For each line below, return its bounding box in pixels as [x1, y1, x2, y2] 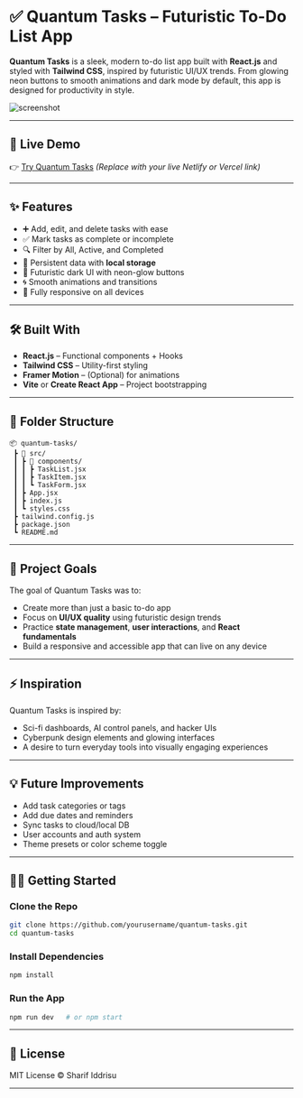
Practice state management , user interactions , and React [22, 622, 241, 632]
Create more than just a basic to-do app [22, 603, 171, 613]
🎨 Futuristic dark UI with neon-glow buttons [22, 266, 185, 277]
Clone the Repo [9, 900, 78, 912]
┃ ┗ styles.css [13, 504, 70, 513]
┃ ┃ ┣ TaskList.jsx [13, 465, 87, 475]
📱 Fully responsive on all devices [22, 286, 144, 297]
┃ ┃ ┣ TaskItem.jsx [13, 473, 87, 482]
